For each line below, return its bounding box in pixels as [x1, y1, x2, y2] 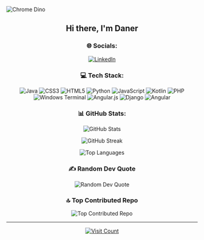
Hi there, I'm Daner [66, 23, 138, 34]
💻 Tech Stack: [80, 71, 124, 79]
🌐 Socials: [86, 41, 118, 50]
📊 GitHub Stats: [78, 109, 126, 118]
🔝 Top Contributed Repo [66, 196, 138, 204]
